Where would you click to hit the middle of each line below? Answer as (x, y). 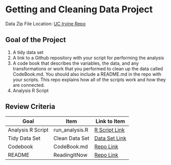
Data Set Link (110, 138)
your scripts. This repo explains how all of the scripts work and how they (89, 79)
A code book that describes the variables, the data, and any (76, 63)
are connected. (29, 85)
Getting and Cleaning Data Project (79, 10)
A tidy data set (28, 52)
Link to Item (110, 121)
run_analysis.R (71, 130)
